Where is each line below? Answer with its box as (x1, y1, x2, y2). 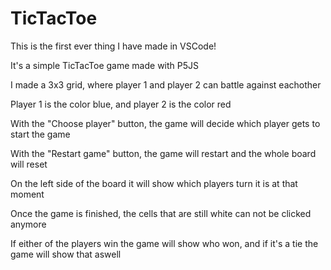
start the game (10, 128, 71, 140)
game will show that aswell (10, 248, 122, 260)
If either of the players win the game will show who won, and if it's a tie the (10, 237, 319, 249)
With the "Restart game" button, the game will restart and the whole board (10, 147, 317, 159)
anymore (10, 218, 47, 230)
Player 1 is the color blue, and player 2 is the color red (10, 98, 232, 110)
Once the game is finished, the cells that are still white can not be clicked (10, 207, 312, 219)
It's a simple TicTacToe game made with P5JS (10, 59, 199, 71)
